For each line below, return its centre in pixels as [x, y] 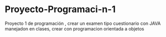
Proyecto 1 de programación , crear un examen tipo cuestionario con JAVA [83, 23]
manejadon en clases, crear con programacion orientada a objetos [75, 28]
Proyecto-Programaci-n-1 [60, 9]
